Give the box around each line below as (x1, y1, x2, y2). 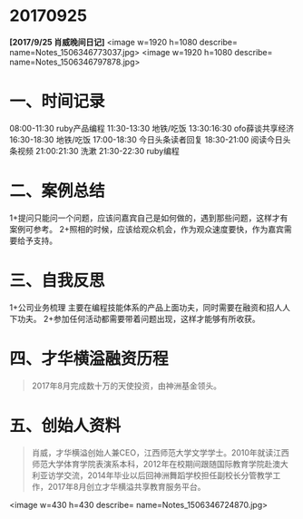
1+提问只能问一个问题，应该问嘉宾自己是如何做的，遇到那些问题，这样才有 (9, 212, 288, 223)
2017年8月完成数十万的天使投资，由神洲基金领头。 (31, 380, 222, 391)
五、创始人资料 (9, 415, 122, 436)
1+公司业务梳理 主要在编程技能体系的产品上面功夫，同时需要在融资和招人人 (9, 301, 290, 313)
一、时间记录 (9, 92, 106, 112)
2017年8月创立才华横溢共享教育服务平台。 (47, 481, 206, 492)
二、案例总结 (9, 181, 106, 201)
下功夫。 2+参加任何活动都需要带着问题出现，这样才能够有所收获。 (9, 313, 260, 324)
